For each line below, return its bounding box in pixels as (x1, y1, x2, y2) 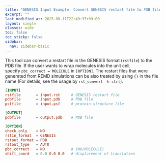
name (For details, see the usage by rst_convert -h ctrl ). (5, 78, 124, 84)
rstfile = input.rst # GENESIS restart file (5, 92, 120, 97)
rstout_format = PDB (5, 137, 48, 143)
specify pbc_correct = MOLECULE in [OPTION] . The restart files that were (5, 67, 148, 74)
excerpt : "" (5, 12, 29, 17)
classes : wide (5, 26, 34, 31)
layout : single (5, 21, 36, 26)
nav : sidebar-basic (9, 44, 50, 49)
